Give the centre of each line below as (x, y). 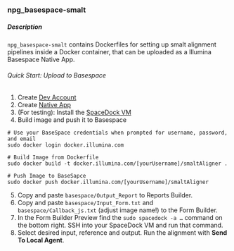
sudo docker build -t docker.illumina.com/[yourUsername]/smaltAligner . (118, 164)
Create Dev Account (47, 97)
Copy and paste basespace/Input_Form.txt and (85, 203)
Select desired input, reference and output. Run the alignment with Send (122, 233)
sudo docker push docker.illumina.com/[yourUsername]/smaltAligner (108, 182)
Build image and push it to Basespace (72, 120)
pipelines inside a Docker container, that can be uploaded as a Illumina (110, 51)
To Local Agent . (41, 240)
